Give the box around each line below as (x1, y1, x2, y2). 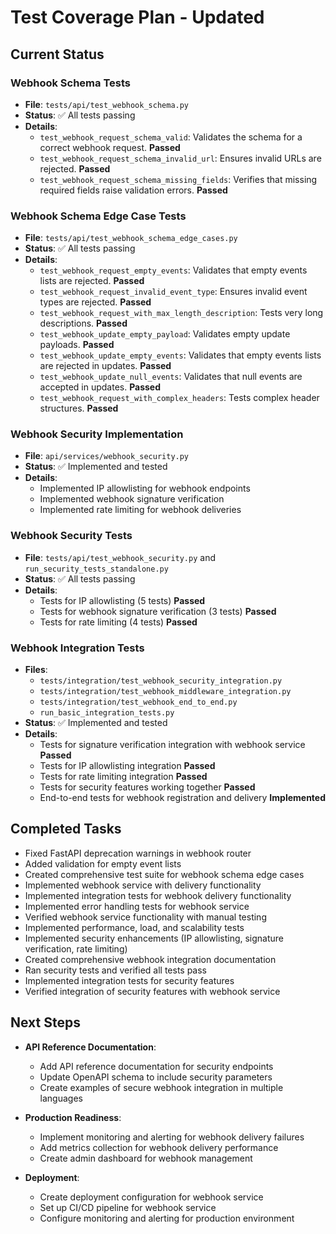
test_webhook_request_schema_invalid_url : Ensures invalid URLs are (39, 152, 322, 164)
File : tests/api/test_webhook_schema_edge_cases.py (24, 232, 238, 244)
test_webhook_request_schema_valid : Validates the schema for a (39, 131, 303, 143)
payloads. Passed (39, 339, 115, 351)
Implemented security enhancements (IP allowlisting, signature (24, 932, 285, 944)
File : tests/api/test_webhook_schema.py (24, 98, 190, 110)
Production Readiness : (24, 1111, 122, 1123)
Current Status (10, 46, 105, 63)
